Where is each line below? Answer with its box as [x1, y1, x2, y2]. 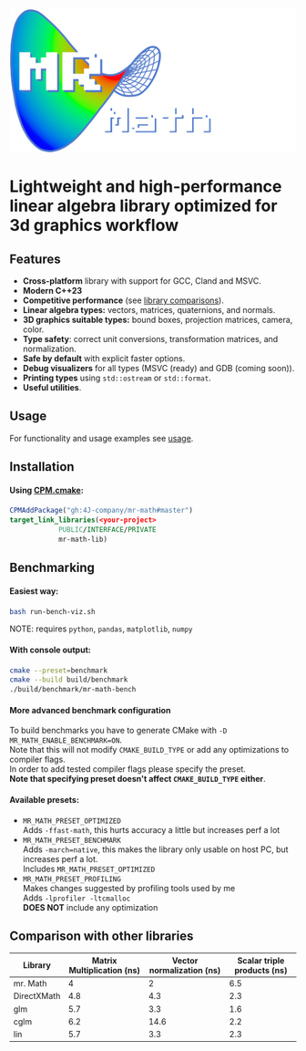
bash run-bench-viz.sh [9, 607, 96, 616]
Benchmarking [9, 560, 96, 576]
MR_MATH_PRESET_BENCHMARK [22, 836, 121, 845]
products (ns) [234, 964, 288, 975]
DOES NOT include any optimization [22, 901, 158, 912]
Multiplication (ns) [68, 964, 141, 975]
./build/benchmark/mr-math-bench [9, 685, 137, 694]
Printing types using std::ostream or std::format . [22, 372, 211, 383]
